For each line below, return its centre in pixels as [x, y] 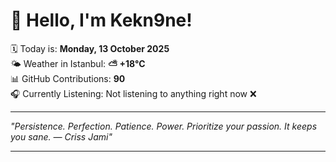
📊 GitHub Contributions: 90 [68, 78]
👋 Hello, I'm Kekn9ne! [101, 20]
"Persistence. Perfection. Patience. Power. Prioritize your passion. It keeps [164, 126]
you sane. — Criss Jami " [61, 136]
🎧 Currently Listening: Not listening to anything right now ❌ [133, 93]
